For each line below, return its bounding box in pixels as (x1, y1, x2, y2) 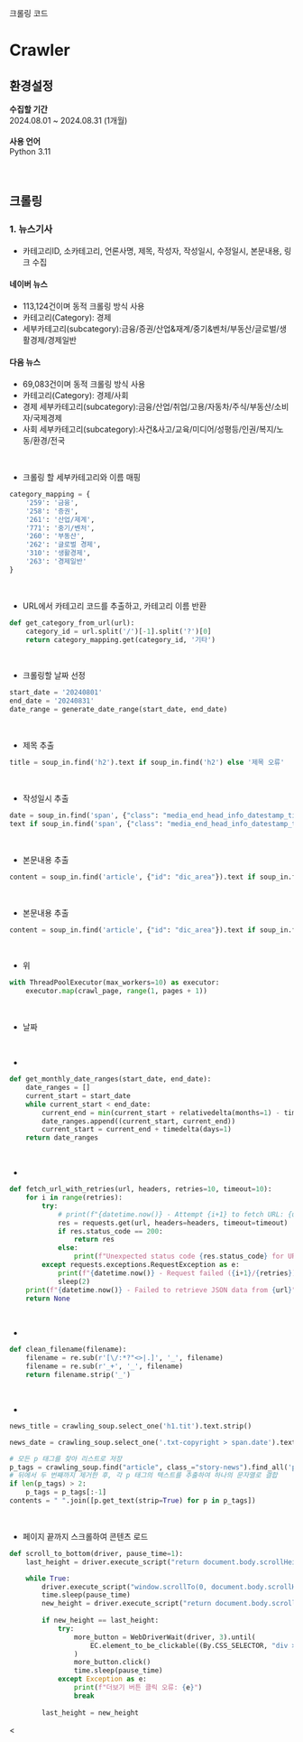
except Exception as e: (57, 1674, 147, 1684)
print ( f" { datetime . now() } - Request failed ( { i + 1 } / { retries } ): (57, 1268, 300, 1278)
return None (25, 1294, 70, 1303)
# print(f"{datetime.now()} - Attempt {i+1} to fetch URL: (57, 1209, 284, 1219)
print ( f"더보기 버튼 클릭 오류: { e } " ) (73, 1683, 203, 1692)
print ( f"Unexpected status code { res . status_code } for (73, 1252, 284, 1262)
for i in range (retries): (25, 1193, 124, 1203)
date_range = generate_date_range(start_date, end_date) (9, 705, 228, 714)
